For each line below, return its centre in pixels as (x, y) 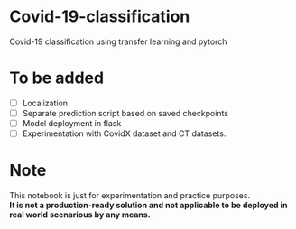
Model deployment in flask (72, 123)
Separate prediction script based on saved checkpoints (125, 113)
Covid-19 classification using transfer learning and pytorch (118, 41)
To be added (57, 78)
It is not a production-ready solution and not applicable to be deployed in (148, 206)
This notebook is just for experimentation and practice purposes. (130, 196)
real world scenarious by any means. (80, 215)
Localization (45, 103)
